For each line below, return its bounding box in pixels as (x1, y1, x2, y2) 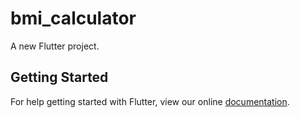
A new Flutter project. (10, 40, 100, 52)
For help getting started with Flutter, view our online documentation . (10, 95, 290, 107)
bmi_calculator (10, 7, 137, 30)
